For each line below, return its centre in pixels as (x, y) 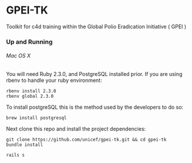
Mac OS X (18, 56)
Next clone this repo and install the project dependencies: (76, 129)
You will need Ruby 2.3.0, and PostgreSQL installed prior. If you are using (94, 74)
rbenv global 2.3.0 (30, 97)
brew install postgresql (36, 118)
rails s (16, 155)
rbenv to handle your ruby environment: (54, 81)
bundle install (25, 145)
